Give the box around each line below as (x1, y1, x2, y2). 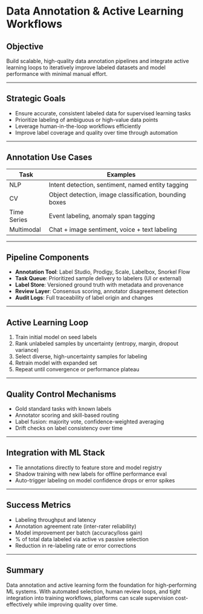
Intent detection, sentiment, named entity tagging (48, 180, 188, 189)
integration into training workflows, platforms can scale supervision (6, 594, 174, 601)
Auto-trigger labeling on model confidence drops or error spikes (14, 476, 175, 484)
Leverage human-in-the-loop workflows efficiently (14, 123, 141, 130)
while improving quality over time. (33, 601, 118, 608)
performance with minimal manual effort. (6, 70, 108, 77)
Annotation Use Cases (6, 152, 92, 163)
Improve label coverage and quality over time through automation (14, 129, 178, 136)
